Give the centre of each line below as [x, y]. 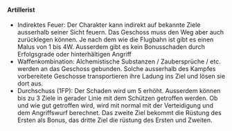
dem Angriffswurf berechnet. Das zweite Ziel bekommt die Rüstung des [119, 113]
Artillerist [21, 10]
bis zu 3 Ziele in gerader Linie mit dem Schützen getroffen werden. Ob [117, 98]
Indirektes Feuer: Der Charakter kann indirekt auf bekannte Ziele [109, 25]
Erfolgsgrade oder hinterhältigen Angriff [74, 54]
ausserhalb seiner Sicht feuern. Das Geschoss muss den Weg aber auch [121, 32]
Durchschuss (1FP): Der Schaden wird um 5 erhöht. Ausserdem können [119, 91]
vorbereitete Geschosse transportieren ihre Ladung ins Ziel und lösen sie [121, 77]
